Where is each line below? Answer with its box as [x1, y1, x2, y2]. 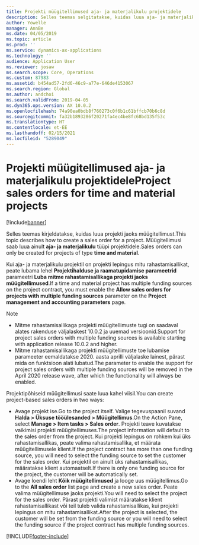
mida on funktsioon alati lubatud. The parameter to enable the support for [14, 359, 193, 366]
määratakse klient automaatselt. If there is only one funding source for [14, 464, 185, 471]
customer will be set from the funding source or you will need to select [14, 515, 188, 522]
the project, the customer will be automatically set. [14, 470, 139, 478]
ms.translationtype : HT [6, 119, 65, 125]
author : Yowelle [6, 20, 46, 26]
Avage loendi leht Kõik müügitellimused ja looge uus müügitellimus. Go [14, 477, 188, 484]
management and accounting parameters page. [6, 298, 126, 306]
